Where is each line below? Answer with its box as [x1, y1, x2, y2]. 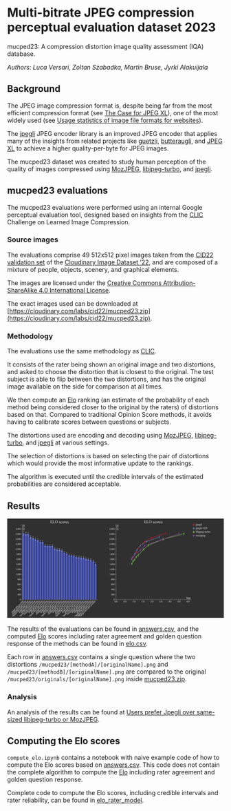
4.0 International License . [38, 286, 111, 294]
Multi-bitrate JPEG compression [7, 5, 195, 21]
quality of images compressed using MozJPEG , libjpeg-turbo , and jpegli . [7, 164, 213, 173]
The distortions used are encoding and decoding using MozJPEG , [7, 431, 194, 440]
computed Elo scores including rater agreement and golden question [7, 632, 202, 641]
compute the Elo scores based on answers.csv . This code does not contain [7, 761, 220, 769]
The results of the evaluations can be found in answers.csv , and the [7, 625, 199, 633]
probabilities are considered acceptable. [7, 480, 122, 488]
